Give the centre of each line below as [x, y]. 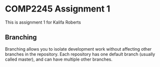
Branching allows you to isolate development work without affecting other [78, 49]
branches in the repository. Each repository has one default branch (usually [80, 54]
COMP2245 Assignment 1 [58, 9]
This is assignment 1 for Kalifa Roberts [43, 22]
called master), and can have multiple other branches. [59, 59]
